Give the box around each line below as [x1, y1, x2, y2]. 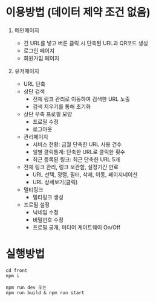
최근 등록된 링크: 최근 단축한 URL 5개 [32, 155, 120, 163]
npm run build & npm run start [5, 289, 85, 296]
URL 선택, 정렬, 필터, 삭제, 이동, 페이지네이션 [32, 170, 138, 178]
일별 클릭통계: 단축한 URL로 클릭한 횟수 [32, 148, 125, 155]
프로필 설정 [23, 201, 50, 208]
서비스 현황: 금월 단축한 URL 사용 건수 [32, 140, 122, 148]
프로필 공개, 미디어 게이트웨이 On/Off [32, 223, 121, 231]
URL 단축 [23, 80, 46, 88]
